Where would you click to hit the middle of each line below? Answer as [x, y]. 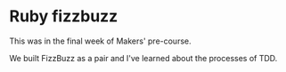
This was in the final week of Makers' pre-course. [100, 41]
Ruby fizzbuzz [64, 16]
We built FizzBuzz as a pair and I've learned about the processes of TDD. [143, 58]
